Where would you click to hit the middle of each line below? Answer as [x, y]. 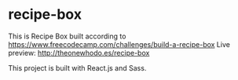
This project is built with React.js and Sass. [77, 67]
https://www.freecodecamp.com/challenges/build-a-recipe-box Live [119, 44]
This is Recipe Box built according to [67, 36]
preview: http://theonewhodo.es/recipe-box [79, 53]
